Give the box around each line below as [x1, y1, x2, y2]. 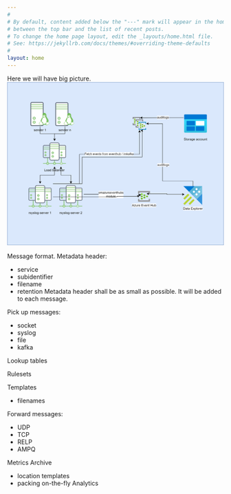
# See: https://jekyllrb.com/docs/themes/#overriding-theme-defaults [7, 40, 211, 47]
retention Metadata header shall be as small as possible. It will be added [16, 288, 222, 296]
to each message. [16, 294, 68, 303]
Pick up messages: [7, 308, 60, 316]
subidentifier [16, 272, 54, 281]
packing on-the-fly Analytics [16, 479, 98, 488]
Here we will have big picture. [7, 74, 91, 83]
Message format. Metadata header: [7, 252, 108, 261]
